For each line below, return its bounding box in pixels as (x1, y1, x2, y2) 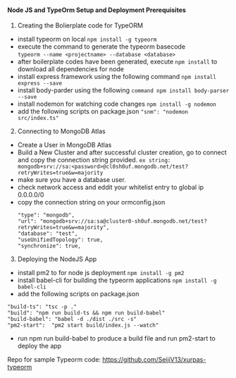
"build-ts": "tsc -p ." (7, 303, 77, 310)
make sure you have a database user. (17, 176, 127, 184)
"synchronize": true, (17, 243, 81, 250)
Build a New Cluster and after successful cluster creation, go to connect (17, 148, 227, 157)
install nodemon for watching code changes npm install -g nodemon (17, 99, 216, 109)
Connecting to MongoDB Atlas (17, 127, 106, 135)
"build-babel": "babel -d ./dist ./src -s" (7, 316, 137, 323)
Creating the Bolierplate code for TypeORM (17, 21, 143, 30)
